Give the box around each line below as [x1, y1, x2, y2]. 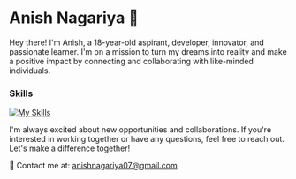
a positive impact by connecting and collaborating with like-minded [9, 56, 254, 66]
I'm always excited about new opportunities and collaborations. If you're [9, 124, 272, 135]
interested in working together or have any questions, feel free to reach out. [9, 134, 285, 145]
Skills [9, 87, 34, 100]
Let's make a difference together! [9, 143, 131, 153]
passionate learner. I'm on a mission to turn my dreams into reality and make [9, 46, 287, 56]
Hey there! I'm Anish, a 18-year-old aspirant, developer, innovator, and [9, 37, 265, 48]
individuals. [9, 65, 51, 76]
